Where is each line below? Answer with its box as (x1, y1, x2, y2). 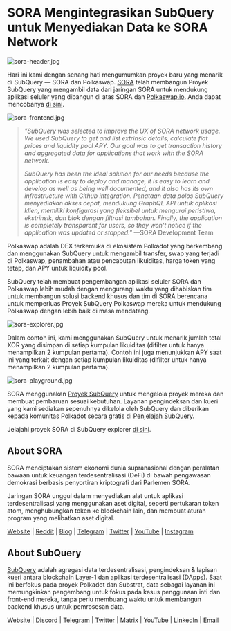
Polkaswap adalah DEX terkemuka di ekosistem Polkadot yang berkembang (7, 241, 223, 250)
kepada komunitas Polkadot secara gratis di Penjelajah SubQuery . (7, 412, 195, 420)
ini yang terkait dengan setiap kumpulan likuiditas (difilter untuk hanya (7, 355, 207, 364)
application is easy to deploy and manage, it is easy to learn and (24, 176, 210, 185)
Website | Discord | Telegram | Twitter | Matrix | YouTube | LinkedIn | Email (7, 616, 219, 624)
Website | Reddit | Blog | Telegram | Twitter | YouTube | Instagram (7, 527, 194, 536)
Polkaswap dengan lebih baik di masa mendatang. (7, 307, 151, 315)
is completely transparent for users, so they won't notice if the (24, 221, 202, 229)
